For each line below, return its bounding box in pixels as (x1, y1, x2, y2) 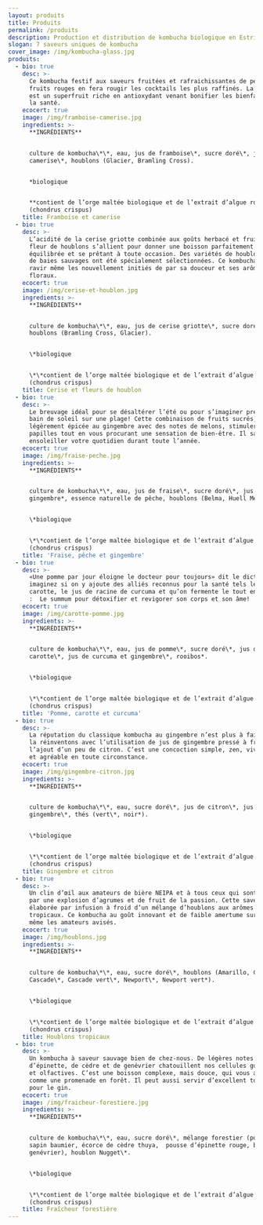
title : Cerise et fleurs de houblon (22, 386, 142, 393)
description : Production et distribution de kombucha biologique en (8, 33, 236, 42)
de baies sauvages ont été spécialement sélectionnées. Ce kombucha (28, 257, 258, 265)
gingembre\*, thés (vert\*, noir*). (28, 810, 149, 819)
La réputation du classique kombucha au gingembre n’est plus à (28, 731, 243, 739)
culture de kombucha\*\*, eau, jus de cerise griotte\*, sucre (28, 322, 240, 330)
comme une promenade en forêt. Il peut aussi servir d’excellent (28, 1077, 247, 1084)
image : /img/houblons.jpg (22, 933, 107, 941)
